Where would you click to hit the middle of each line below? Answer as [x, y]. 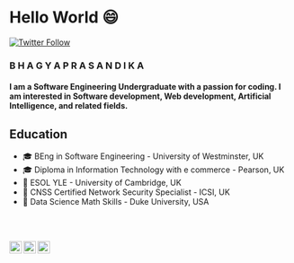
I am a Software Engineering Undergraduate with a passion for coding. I [145, 87]
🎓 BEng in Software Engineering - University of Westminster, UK [143, 156]
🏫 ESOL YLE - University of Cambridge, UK [102, 183]
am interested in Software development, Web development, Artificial [140, 96]
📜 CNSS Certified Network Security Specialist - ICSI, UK [126, 192]
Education [39, 134]
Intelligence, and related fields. [69, 106]
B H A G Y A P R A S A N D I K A [77, 66]
